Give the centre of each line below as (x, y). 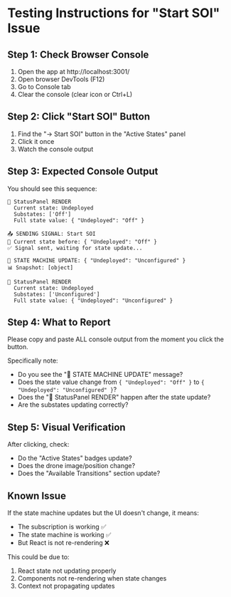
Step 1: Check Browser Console (78, 54)
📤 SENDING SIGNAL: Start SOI (52, 234)
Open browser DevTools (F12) (61, 79)
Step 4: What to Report (59, 322)
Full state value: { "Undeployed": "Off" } (79, 220)
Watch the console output (55, 149)
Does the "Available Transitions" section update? (89, 473)
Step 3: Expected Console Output (83, 171)
